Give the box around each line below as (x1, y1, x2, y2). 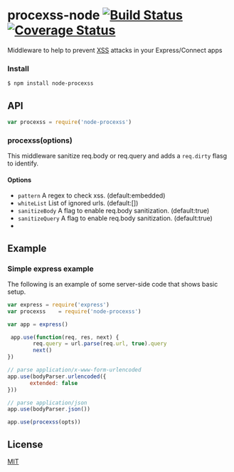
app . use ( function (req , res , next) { (10, 334, 119, 341)
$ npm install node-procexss (7, 80, 94, 87)
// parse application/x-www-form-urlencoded (7, 366, 142, 374)
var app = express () (7, 321, 69, 328)
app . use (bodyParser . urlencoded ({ (7, 373, 107, 380)
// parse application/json (7, 399, 87, 406)
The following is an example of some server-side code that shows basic (7, 279, 218, 288)
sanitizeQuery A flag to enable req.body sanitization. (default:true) (17, 214, 213, 222)
